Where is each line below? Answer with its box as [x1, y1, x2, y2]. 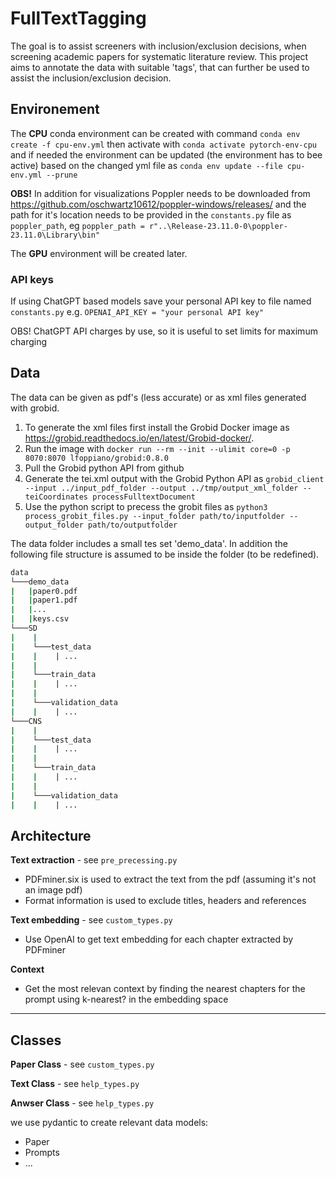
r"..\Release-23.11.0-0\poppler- [148, 221, 288, 231]
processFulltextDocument [92, 492, 196, 502]
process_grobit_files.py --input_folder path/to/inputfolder [24, 511, 286, 521]
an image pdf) [24, 884, 83, 896]
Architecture [10, 828, 92, 844]
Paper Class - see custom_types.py [10, 1058, 155, 1071]
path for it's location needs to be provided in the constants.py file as [10, 208, 292, 221]
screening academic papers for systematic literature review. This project [10, 50, 309, 62]
